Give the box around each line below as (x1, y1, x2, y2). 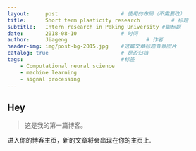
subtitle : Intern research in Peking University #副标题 (7, 23, 181, 30)
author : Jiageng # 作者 (7, 37, 164, 44)
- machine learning (20, 69, 78, 76)
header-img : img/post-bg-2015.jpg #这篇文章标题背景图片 (7, 43, 177, 50)
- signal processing (20, 75, 80, 83)
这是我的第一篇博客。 (24, 121, 87, 130)
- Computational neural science (20, 63, 115, 70)
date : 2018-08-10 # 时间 (7, 29, 138, 37)
